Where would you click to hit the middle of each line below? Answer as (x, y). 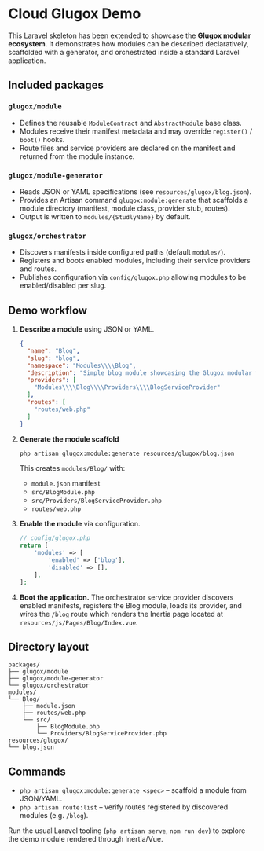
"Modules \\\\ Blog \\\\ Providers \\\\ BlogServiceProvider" (127, 387)
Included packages (56, 85)
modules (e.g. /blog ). (54, 816)
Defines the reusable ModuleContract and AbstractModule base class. (130, 123)
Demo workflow (48, 310)
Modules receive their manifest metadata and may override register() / (136, 131)
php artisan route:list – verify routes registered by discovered (124, 807)
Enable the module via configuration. (80, 524)
